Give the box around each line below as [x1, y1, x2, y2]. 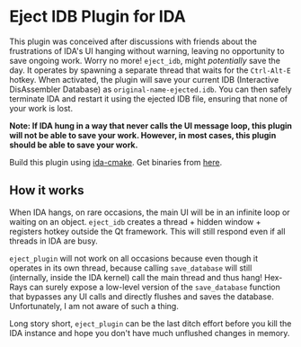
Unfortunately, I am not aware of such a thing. [9, 300, 180, 311]
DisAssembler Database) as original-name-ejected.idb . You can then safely [9, 84, 292, 94]
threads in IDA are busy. [9, 236, 99, 246]
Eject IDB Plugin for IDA [9, 6, 186, 27]
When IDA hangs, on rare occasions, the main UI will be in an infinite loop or [9, 207, 290, 218]
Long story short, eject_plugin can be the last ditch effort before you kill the [9, 317, 292, 329]
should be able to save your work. [9, 139, 138, 150]
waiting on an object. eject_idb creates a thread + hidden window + [9, 216, 261, 227]
